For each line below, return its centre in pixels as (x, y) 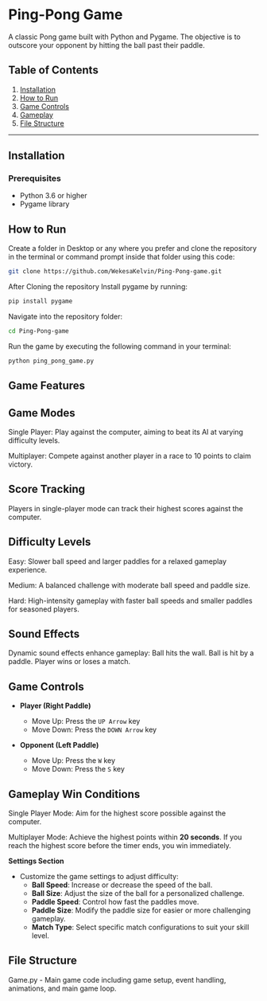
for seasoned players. (44, 609)
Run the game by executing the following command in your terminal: (120, 346)
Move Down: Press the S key (78, 769)
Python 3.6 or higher (53, 196)
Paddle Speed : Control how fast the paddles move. (115, 902)
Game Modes (42, 413)
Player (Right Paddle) (55, 706)
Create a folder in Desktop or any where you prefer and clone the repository (132, 248)
